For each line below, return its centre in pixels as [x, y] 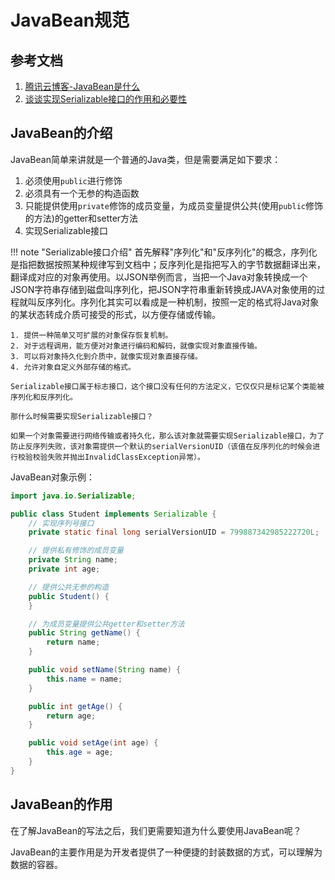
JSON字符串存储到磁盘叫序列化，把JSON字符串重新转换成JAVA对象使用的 [163, 289]
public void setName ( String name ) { [105, 670]
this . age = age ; [80, 752]
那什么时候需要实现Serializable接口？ [82, 416]
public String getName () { [84, 633]
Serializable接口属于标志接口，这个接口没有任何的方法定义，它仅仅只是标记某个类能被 [167, 386]
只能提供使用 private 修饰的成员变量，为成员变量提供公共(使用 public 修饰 [173, 205]
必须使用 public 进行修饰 [73, 180]
